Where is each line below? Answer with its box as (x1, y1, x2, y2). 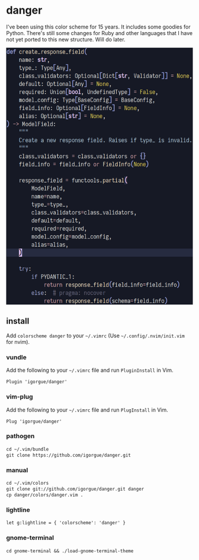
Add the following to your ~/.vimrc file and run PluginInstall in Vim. (6, 366, 174, 374)
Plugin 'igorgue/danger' (6, 379, 68, 385)
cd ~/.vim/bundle (6, 446, 49, 452)
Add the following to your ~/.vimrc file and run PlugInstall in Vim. (6, 406, 169, 413)
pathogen (6, 432, 35, 440)
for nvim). (6, 338, 30, 345)
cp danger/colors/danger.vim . (6, 492, 84, 498)
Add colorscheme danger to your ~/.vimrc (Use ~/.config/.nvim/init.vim (6, 332, 185, 339)
